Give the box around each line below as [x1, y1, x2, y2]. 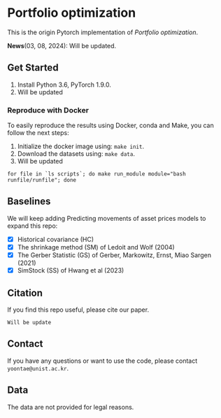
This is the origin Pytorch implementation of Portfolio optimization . [7, 28, 199, 36]
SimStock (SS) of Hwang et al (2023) [17, 266, 124, 275]
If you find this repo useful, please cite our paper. [7, 305, 149, 314]
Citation [7, 287, 43, 298]
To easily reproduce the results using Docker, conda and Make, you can [7, 121, 215, 130]
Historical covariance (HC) [17, 235, 94, 243]
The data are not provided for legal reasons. [7, 403, 134, 411]
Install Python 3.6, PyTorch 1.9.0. [17, 80, 112, 89]
